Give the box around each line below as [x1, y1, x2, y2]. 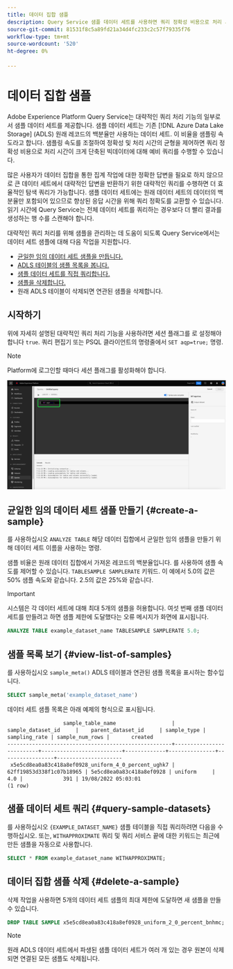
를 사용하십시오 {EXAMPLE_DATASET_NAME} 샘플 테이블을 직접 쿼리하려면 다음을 [7, 822, 216, 831]
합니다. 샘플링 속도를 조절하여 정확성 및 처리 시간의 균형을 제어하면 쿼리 [25, 138, 218, 147]
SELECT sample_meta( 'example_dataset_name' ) [7, 692, 138, 699]
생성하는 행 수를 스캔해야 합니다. [7, 214, 95, 222]
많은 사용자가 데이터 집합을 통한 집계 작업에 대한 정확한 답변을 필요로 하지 [7, 170, 205, 179]
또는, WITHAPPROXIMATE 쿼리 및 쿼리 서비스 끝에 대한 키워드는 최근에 [38, 831, 220, 840]
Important [7, 590, 35, 598]
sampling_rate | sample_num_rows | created [7, 734, 154, 741]
